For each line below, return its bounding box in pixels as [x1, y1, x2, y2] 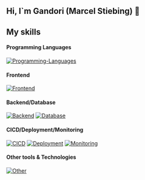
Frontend [6, 71, 30, 78]
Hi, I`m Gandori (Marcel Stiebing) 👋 [6, 6, 140, 16]
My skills [6, 27, 41, 37]
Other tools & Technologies [6, 153, 76, 161]
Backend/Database [6, 99, 56, 106]
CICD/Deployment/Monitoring [6, 126, 84, 133]
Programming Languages [6, 44, 72, 51]
